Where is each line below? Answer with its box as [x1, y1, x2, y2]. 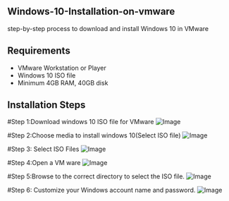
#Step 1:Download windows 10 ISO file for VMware [7, 118, 154, 126]
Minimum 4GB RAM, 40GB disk [17, 78, 109, 87]
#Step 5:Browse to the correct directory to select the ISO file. [7, 172, 185, 181]
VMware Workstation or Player [17, 63, 107, 72]
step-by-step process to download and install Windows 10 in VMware [7, 24, 209, 32]
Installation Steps [7, 99, 86, 111]
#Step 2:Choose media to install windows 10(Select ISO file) [7, 131, 181, 140]
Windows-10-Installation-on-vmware [7, 6, 175, 18]
